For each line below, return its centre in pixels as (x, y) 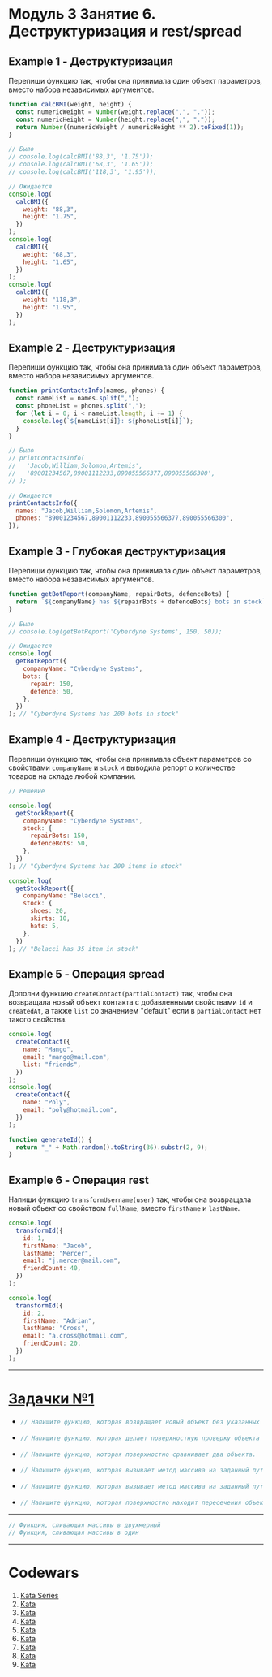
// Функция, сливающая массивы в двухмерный (85, 1525)
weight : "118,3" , (52, 300)
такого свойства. (38, 1019)
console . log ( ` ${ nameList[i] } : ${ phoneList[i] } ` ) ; (108, 421)
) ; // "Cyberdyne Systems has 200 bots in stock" (94, 714)
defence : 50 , (52, 691)
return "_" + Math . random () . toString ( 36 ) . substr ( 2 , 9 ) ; (112, 1147)
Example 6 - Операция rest (79, 1180)
